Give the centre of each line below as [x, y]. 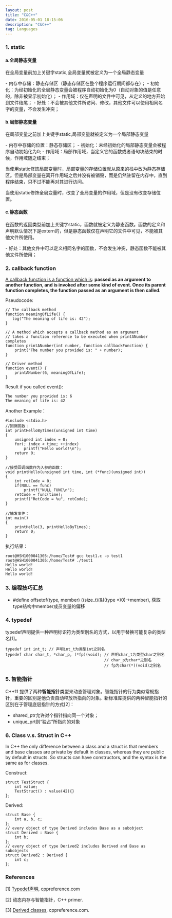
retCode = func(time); [39, 494]
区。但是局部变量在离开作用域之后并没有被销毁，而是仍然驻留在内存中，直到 [86, 175]
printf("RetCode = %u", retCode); [51, 499]
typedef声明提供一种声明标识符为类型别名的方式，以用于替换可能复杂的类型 [85, 632]
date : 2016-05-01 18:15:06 [34, 20]
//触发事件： [17, 513]
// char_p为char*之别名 [128, 660]
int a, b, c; [28, 819]
